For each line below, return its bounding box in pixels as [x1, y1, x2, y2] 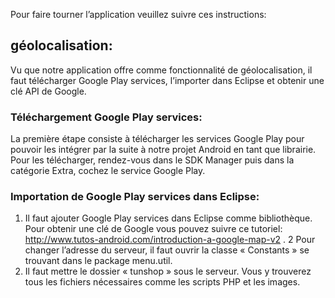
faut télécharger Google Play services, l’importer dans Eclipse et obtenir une [10, 74, 325, 86]
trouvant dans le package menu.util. [24, 255, 173, 267]
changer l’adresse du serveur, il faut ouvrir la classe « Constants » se [24, 244, 310, 256]
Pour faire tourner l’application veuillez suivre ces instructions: [10, 9, 267, 20]
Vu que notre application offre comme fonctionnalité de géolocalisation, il [10, 64, 313, 76]
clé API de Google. [10, 85, 87, 97]
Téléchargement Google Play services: [10, 110, 203, 124]
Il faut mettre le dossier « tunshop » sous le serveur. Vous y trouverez [24, 265, 312, 278]
